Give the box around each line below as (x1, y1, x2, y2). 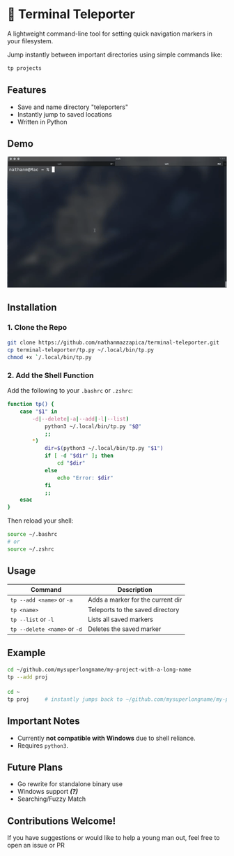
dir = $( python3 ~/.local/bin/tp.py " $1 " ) (44, 445, 164, 452)
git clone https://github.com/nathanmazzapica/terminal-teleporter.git (7, 339, 219, 347)
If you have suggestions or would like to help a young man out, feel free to (7, 834, 220, 842)
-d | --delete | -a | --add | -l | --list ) (32, 415, 130, 422)
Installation (7, 301, 57, 313)
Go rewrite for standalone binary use (17, 780, 123, 788)
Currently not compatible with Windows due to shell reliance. (17, 734, 196, 742)
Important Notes (7, 716, 80, 727)
